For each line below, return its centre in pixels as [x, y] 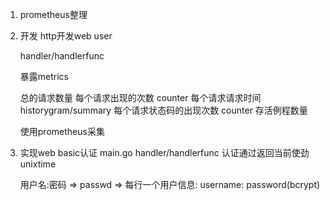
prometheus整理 [53, 14]
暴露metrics [44, 76]
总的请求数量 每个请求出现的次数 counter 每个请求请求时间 [140, 97]
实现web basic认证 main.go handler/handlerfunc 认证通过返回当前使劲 [164, 152]
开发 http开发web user [66, 36]
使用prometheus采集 [62, 131]
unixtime [38, 164]
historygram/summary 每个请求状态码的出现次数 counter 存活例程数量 [163, 110]
